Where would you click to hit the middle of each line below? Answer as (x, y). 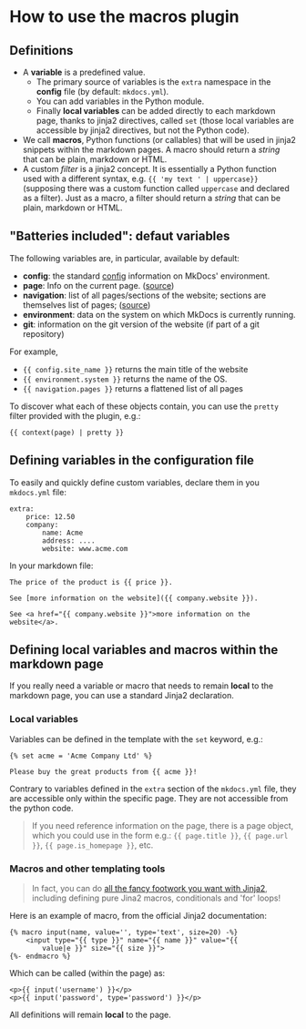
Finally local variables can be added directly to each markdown (156, 111)
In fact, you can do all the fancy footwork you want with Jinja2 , (150, 889)
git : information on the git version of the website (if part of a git (141, 324)
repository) (44, 333)
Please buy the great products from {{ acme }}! (103, 771)
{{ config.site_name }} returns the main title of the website (135, 369)
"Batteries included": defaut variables (120, 236)
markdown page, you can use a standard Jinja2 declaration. (122, 696)
